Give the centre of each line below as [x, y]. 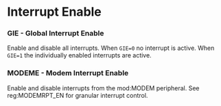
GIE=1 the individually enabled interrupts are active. [80, 55]
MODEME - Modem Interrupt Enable [68, 73]
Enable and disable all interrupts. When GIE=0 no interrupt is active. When [111, 48]
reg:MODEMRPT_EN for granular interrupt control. [78, 95]
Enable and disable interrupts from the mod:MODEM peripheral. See [104, 88]
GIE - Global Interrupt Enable [56, 34]
